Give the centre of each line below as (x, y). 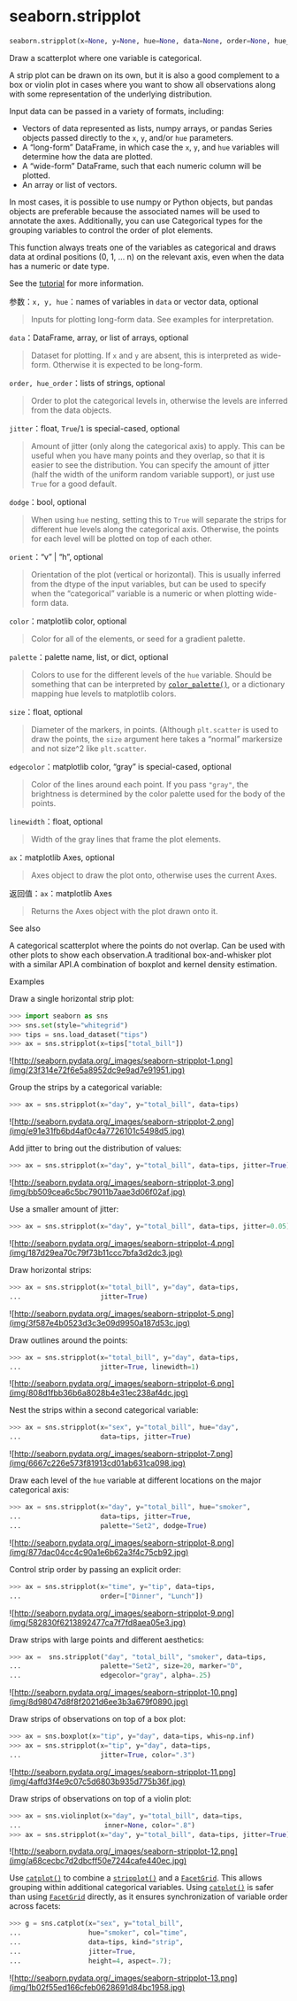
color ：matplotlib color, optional (68, 621)
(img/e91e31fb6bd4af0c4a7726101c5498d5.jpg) (97, 1131)
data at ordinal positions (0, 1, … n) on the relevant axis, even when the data (147, 256)
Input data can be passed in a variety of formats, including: (117, 111)
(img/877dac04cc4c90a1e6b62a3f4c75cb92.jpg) (99, 1552)
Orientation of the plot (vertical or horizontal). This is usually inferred (156, 574)
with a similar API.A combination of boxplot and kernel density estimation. (143, 964)
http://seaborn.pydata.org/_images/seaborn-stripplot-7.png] (124, 1454)
